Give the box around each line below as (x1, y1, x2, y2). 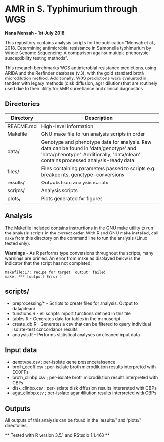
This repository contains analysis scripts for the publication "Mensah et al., (5, 39, 156, 45)
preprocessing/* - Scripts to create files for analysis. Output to (12, 300, 138, 306)
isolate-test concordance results (12, 326, 78, 332)
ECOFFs (12, 369, 29, 375)
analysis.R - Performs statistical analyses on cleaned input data (12, 332, 140, 338)
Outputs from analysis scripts (41, 179, 109, 186)
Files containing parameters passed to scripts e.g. (41, 165, 156, 172)
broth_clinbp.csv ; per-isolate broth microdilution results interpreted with (12, 374, 158, 381)
